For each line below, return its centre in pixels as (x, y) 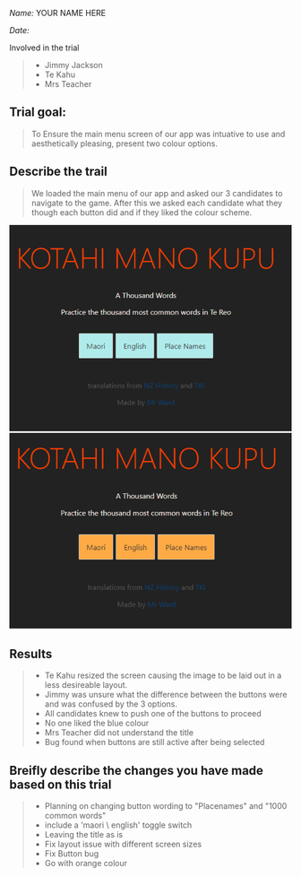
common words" (75, 816)
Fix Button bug (72, 854)
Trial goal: (38, 113)
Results (31, 654)
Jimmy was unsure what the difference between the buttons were (166, 695)
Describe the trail (58, 172)
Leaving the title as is (84, 835)
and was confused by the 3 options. (111, 704)
